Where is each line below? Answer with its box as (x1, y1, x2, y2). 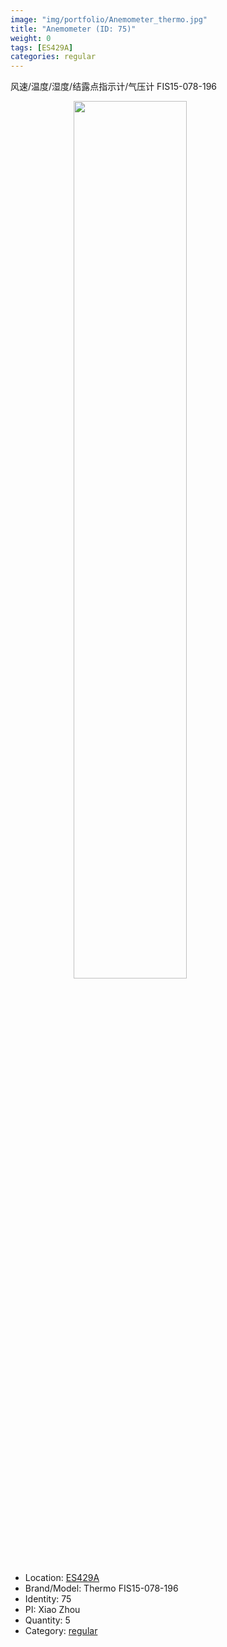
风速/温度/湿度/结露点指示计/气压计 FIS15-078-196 (10, 81, 218, 93)
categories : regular (10, 52, 97, 62)
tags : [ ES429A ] (10, 42, 74, 53)
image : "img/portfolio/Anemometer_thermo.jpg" (10, 14, 208, 25)
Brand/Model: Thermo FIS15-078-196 (24, 1582, 179, 1595)
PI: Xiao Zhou (24, 1604, 81, 1616)
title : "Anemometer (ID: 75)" (10, 24, 137, 34)
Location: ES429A (24, 1572, 100, 1584)
